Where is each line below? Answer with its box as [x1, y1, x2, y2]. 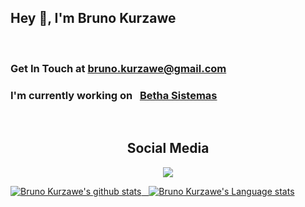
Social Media [126, 140, 210, 157]
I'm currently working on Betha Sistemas [10, 88, 218, 102]
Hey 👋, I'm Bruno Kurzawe [10, 10, 177, 27]
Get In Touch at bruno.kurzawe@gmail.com [10, 61, 227, 75]
